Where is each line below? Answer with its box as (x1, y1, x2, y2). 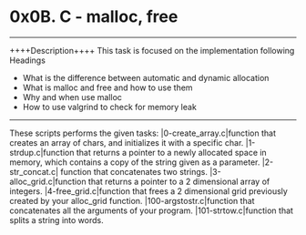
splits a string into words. (9, 214, 104, 225)
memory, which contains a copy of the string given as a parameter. (9, 157, 260, 168)
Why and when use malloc (22, 91, 123, 102)
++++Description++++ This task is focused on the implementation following (9, 45, 295, 56)
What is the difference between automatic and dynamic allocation (22, 72, 270, 83)
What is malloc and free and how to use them (22, 82, 193, 93)
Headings (9, 55, 46, 66)
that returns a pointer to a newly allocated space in (76, 147, 267, 158)
